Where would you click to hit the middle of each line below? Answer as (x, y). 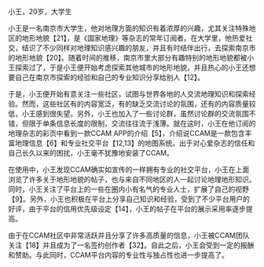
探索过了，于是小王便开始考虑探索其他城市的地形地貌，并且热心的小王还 (132, 68)
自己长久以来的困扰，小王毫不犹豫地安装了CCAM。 (91, 153)
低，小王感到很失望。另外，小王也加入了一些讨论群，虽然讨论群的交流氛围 (128, 113)
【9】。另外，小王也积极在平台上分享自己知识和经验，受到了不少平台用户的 (129, 199)
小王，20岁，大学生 (40, 11)
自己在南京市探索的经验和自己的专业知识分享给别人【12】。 (110, 77)
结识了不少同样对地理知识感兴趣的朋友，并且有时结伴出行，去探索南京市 (139, 48)
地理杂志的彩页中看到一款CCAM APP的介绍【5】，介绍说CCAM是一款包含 (126, 133)
